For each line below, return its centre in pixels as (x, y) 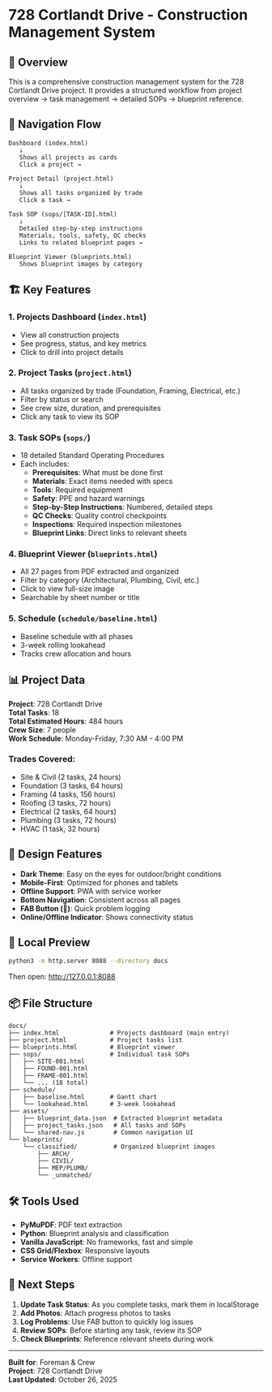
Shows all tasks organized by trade (81, 192)
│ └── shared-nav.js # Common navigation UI (101, 1133)
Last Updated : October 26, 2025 (63, 1379)
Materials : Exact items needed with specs (102, 482)
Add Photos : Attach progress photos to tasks (96, 1312)
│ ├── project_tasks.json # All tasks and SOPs (97, 1126)
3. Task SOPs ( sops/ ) (49, 438)
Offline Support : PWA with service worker (91, 891)
